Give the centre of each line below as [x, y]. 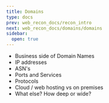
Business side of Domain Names [54, 56]
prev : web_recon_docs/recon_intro [49, 22]
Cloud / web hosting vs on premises [59, 87]
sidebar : [17, 34]
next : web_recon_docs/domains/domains [54, 28]
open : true [25, 39]
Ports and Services [38, 75]
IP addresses [31, 62]
